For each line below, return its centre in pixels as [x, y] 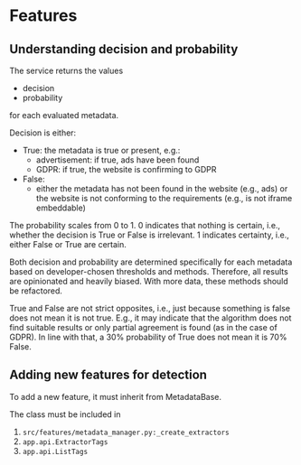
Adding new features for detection [108, 375]
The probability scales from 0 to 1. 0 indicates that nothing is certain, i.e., [145, 225]
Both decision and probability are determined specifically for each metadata [151, 262]
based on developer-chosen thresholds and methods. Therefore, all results [149, 271]
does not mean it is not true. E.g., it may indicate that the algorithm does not [150, 318]
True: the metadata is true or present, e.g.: [101, 150]
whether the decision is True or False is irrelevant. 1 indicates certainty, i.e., [149, 235]
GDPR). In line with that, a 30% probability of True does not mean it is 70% [148, 337]
